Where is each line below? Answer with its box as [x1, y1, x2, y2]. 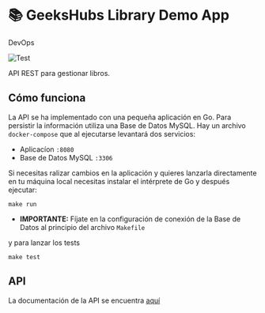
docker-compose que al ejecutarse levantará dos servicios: [8, 129, 196, 138]
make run [8, 200, 37, 208]
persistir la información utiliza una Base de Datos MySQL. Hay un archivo [8, 120, 247, 130]
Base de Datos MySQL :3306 [19, 153, 113, 162]
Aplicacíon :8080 [19, 144, 74, 154]
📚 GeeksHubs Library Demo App [8, 6, 229, 25]
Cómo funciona [8, 92, 86, 105]
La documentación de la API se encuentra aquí [8, 296, 161, 305]
